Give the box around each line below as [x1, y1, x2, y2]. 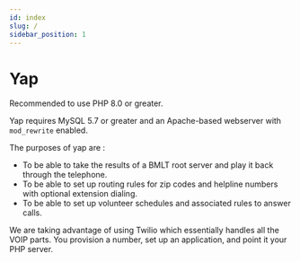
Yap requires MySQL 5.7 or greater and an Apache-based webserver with [9, 116, 281, 127]
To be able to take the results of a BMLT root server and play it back [22, 160, 274, 170]
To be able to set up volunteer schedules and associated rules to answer [22, 198, 292, 209]
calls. [22, 207, 42, 218]
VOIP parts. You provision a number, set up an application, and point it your [9, 234, 287, 245]
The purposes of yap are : [9, 143, 106, 153]
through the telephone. [22, 170, 108, 180]
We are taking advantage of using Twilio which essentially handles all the [9, 225, 280, 236]
